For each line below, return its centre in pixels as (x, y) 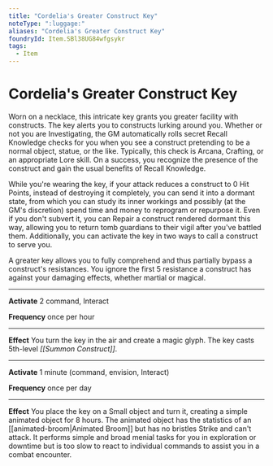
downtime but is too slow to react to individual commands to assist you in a (134, 446)
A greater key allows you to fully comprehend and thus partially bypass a (130, 260)
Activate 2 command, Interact (59, 301)
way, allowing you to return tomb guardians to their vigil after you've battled (135, 227)
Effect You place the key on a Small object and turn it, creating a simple (128, 411)
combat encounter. (40, 454)
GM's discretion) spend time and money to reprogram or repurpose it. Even (134, 210)
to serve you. (30, 244)
